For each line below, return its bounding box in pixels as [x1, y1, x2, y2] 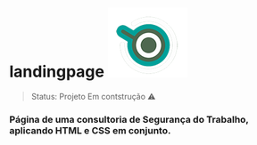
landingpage [9, 61, 105, 82]
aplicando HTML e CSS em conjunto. [9, 124, 171, 136]
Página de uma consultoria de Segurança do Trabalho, [9, 113, 249, 125]
